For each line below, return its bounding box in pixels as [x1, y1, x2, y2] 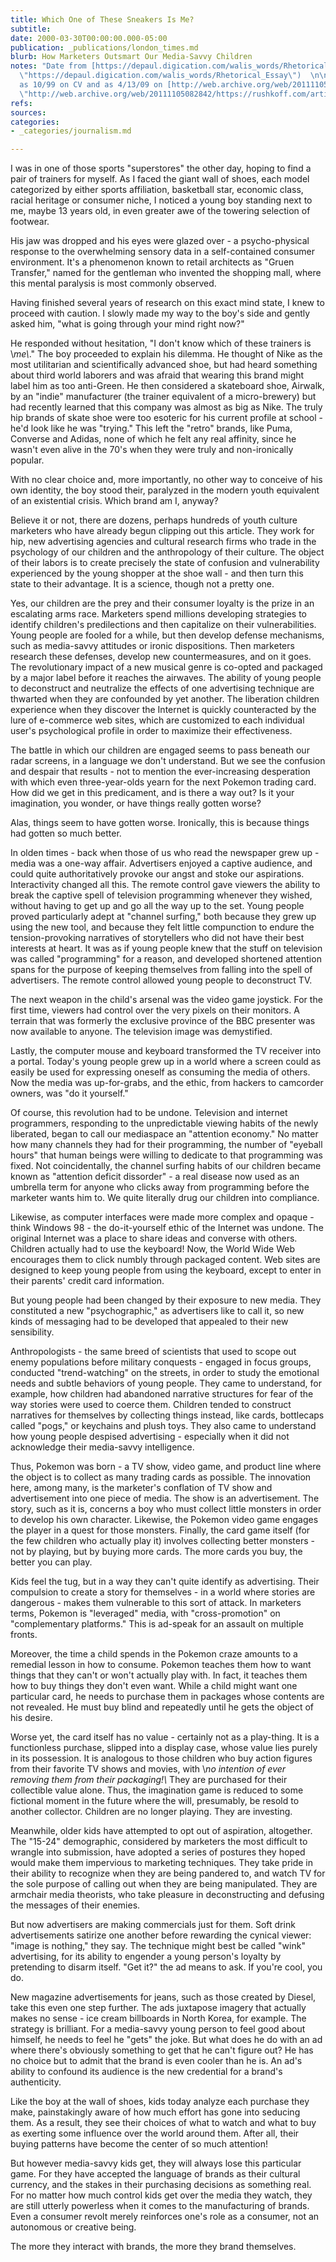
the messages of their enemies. [10, 1899, 141, 1911]
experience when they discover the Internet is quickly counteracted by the [10, 704, 317, 716]
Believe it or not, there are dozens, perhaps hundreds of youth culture [10, 514, 298, 526]
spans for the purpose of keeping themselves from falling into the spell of [10, 964, 313, 976]
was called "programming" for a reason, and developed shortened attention [10, 953, 322, 965]
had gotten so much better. [10, 827, 122, 840]
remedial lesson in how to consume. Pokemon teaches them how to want [10, 1659, 312, 1671]
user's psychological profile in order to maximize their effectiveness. [10, 725, 293, 737]
